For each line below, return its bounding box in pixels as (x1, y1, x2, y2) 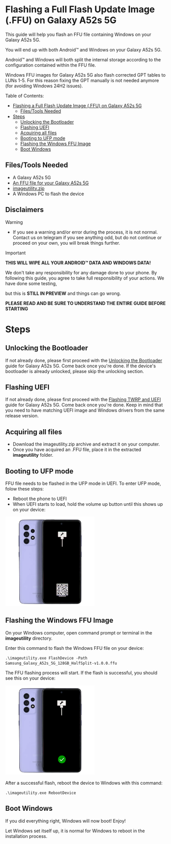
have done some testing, (5, 280, 57, 287)
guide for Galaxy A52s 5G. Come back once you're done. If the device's (5, 363, 156, 369)
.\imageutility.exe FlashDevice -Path (5, 655, 88, 661)
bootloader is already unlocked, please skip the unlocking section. (5, 368, 144, 374)
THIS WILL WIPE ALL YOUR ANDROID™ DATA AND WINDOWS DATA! (5, 260, 151, 266)
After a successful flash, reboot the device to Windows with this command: (5, 780, 163, 786)
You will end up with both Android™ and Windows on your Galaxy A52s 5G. (5, 46, 162, 53)
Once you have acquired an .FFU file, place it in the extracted (12, 447, 141, 453)
